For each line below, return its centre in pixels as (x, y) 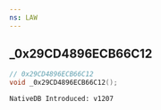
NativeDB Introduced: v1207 (62, 99)
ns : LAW (24, 17)
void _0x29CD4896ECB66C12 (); (64, 83)
